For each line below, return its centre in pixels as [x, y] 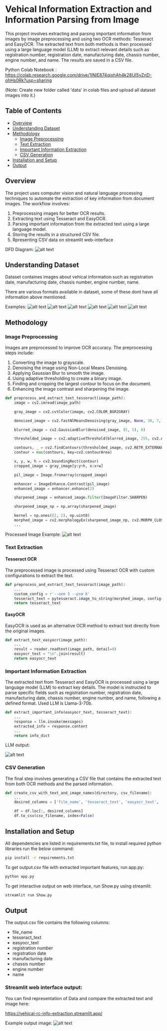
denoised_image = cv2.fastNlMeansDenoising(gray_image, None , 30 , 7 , [88, 421]
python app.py [20, 876]
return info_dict [32, 736]
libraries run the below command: [40, 849]
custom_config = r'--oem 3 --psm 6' [52, 594]
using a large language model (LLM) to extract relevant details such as [77, 49]
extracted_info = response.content [51, 726]
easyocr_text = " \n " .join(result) [50, 654]
